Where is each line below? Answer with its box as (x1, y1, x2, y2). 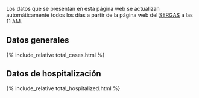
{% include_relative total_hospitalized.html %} (6, 84, 121, 92)
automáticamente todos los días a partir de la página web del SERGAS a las (6, 11, 193, 19)
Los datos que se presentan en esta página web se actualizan (6, 5, 160, 12)
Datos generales (6, 35, 69, 46)
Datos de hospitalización (6, 69, 101, 79)
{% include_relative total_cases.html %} (6, 51, 105, 58)
